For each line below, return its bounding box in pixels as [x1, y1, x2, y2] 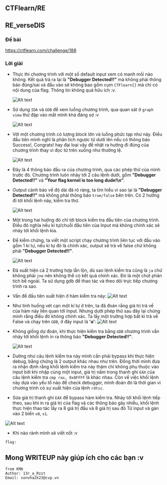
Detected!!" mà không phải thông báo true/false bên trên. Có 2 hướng [12, 192, 160, 198]
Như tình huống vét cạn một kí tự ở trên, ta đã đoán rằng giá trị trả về [12, 303, 154, 309]
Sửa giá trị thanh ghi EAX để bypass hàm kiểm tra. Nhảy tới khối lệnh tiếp [12, 395, 161, 401]
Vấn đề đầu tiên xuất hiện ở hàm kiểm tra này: [12, 293, 107, 299]
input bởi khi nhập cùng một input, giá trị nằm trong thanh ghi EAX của [12, 369, 155, 375]
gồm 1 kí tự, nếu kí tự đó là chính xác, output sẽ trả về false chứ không [12, 243, 157, 249]
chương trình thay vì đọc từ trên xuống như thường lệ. [12, 147, 122, 153]
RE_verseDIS [5, 21, 45, 30]
